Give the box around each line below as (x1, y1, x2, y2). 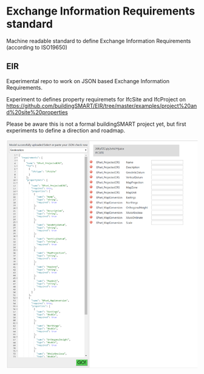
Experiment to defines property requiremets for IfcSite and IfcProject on (6, 95, 186, 103)
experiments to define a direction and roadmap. (6, 126, 126, 134)
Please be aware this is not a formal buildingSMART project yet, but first (6, 120, 186, 127)
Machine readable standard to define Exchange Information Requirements (6, 37, 191, 44)
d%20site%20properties (6, 108, 68, 116)
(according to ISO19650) (6, 44, 68, 51)
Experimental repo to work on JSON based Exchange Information (6, 77, 170, 84)
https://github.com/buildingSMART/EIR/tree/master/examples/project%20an (6, 102, 197, 109)
